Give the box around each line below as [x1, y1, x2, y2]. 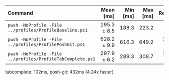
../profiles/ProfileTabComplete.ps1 [8, 56, 96, 61]
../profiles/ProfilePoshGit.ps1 [8, 42, 86, 47]
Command [8, 9, 34, 16]
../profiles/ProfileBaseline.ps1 [8, 27, 88, 33]
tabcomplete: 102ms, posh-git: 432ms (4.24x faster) [5, 69, 114, 74]
